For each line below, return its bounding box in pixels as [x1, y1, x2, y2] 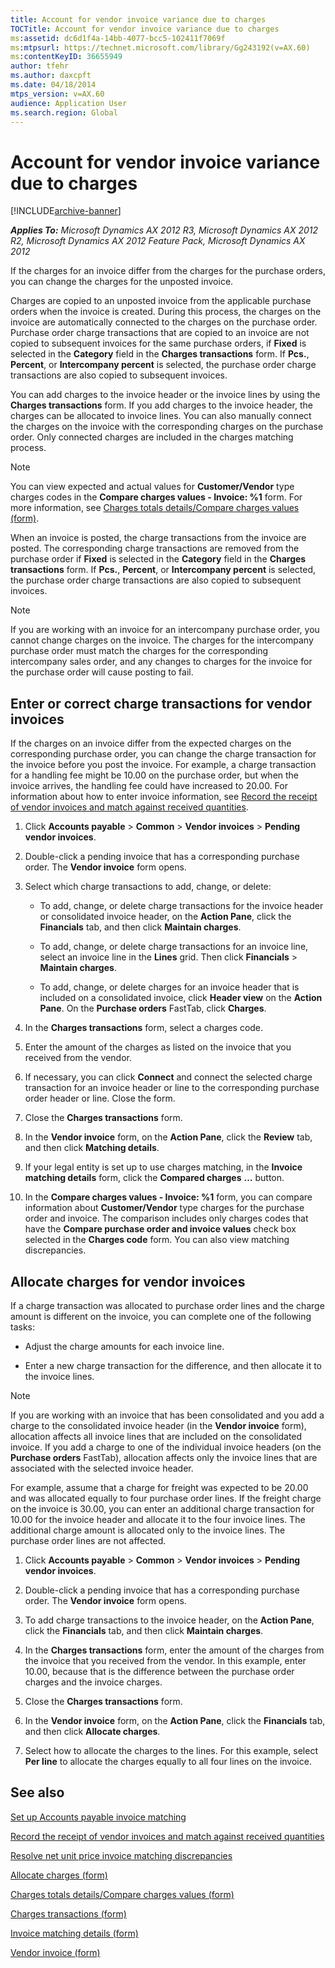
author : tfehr [10, 61, 70, 71]
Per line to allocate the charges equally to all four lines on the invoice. [24, 1755, 312, 1767]
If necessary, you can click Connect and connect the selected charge [24, 1071, 313, 1083]
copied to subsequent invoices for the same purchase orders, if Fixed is [10, 337, 307, 350]
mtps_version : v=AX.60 [10, 89, 105, 99]
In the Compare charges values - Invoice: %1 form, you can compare [24, 1191, 313, 1203]
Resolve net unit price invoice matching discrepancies [10, 1849, 233, 1861]
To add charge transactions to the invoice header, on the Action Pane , [24, 1614, 315, 1626]
